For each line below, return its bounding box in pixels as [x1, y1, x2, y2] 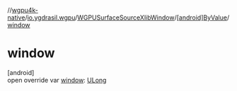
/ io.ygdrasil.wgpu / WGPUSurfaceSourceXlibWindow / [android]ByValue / [24, 13, 230, 22]
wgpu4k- [11, 6, 39, 14]
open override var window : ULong [7, 76, 107, 84]
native [7, 13, 25, 22]
